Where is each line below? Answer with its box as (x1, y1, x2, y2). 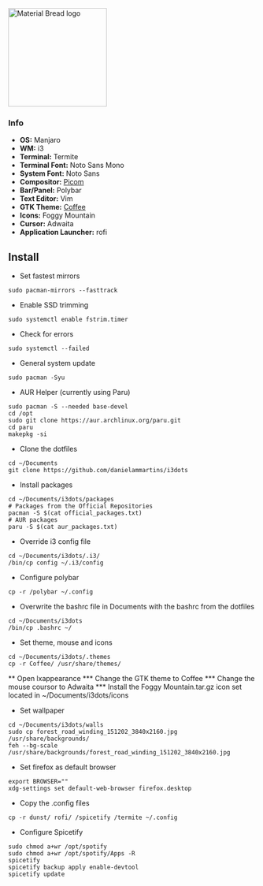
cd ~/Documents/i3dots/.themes (8, 653, 111, 661)
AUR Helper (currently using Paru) (19, 388, 131, 397)
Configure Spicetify (19, 828, 83, 837)
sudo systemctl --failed (8, 344, 90, 353)
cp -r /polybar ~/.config (8, 588, 93, 596)
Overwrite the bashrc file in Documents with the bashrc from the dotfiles (19, 602, 254, 612)
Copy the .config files (19, 799, 90, 808)
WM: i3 (19, 143, 45, 153)
